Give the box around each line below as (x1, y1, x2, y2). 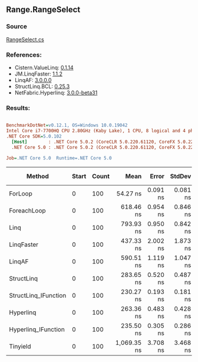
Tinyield (9, 342, 31, 350)
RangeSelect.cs (6, 35, 44, 43)
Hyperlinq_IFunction (9, 325, 65, 333)
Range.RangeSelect (6, 5, 81, 15)
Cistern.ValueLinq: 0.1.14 (14, 64, 74, 71)
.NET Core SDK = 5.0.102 (6, 133, 62, 139)
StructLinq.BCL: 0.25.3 (14, 83, 70, 90)
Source (6, 22, 28, 31)
